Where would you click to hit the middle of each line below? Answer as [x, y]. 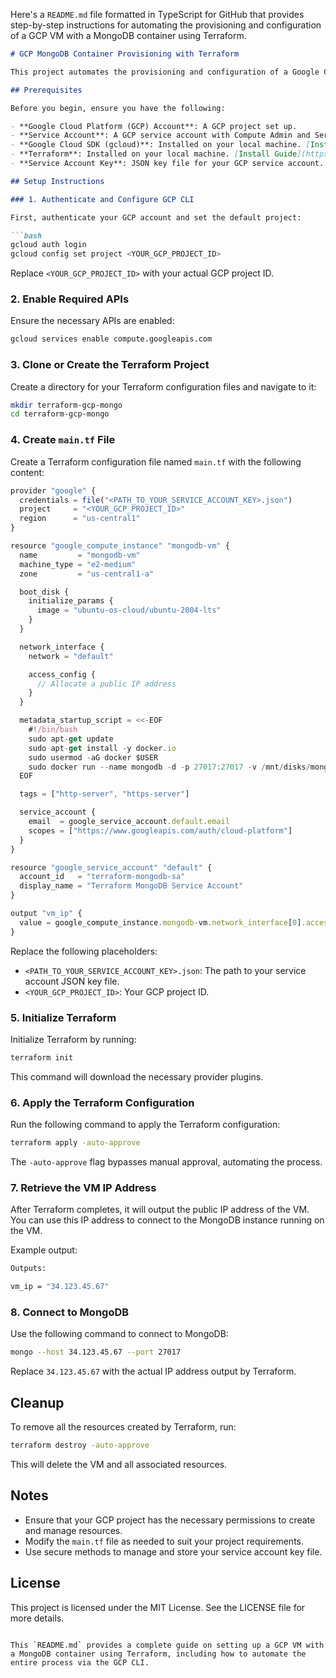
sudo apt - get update [71, 739]
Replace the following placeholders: [84, 951]
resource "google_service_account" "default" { [111, 867]
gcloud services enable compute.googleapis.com [111, 339]
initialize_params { [71, 601]
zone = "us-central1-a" [87, 574]
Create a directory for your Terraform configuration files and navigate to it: [163, 386]
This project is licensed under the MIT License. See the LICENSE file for [158, 1607]
